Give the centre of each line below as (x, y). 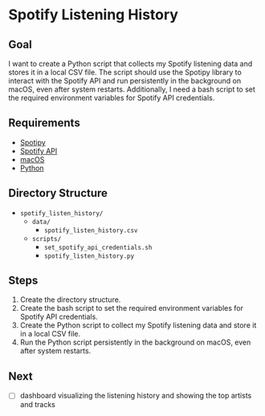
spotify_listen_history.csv (91, 230)
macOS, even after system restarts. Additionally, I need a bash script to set (132, 89)
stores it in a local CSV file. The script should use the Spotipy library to (125, 72)
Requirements (44, 123)
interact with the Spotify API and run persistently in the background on (125, 81)
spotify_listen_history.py (89, 256)
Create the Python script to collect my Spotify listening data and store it (138, 325)
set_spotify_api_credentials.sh (98, 247)
